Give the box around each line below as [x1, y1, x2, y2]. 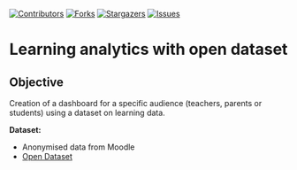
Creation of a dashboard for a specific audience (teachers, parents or [9, 98, 263, 108]
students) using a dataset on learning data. [9, 107, 165, 118]
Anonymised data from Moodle [21, 142, 135, 152]
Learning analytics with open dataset [9, 40, 288, 59]
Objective [9, 74, 65, 89]
